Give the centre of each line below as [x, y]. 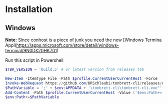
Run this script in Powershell [34, 60]
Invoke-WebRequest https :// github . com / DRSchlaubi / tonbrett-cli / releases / [84, 83]
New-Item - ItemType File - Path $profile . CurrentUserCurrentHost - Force [81, 78]
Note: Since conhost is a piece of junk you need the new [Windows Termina [83, 40]
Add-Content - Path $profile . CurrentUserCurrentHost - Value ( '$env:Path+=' [85, 92]
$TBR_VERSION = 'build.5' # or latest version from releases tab [74, 69]
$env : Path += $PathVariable [32, 97]
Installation [29, 9]
